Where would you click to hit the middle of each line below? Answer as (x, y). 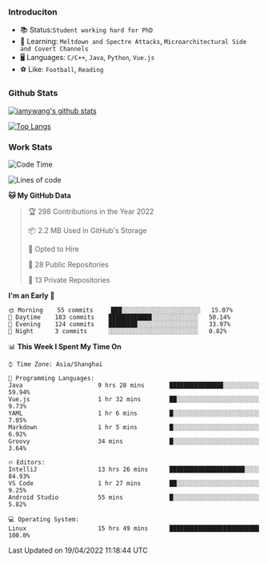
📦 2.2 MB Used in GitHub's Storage (87, 230)
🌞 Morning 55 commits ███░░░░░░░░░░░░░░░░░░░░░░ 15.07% (121, 310)
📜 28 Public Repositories (68, 264)
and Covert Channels (54, 49)
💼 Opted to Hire (54, 249)
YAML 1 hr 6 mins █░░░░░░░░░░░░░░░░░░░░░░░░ (134, 413)
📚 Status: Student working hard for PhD (86, 30)
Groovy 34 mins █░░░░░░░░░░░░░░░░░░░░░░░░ (134, 441)
